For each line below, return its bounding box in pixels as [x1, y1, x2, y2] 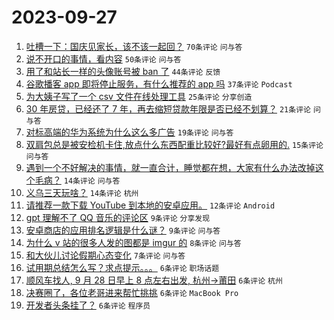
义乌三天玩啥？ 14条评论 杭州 [25, 186, 139, 198]
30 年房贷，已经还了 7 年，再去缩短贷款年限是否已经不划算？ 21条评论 [25, 102, 311, 115]
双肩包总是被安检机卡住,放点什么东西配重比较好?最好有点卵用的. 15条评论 [25, 138, 324, 150]
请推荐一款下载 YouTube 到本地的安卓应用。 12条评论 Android [25, 199, 276, 211]
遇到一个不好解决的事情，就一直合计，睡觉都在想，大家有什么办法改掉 [25, 161, 316, 173]
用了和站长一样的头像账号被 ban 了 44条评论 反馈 [25, 65, 221, 77]
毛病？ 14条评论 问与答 [34, 174, 121, 186]
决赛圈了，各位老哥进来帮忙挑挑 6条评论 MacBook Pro [25, 286, 239, 298]
